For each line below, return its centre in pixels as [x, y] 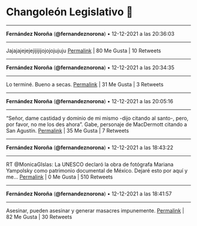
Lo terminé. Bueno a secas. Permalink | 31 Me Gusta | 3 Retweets [85, 84]
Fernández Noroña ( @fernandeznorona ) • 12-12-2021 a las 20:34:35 [90, 68]
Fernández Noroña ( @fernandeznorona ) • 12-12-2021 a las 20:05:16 [90, 101]
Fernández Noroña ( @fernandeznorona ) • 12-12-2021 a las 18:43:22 [90, 147]
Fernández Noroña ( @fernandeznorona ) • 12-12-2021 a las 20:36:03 [90, 33]
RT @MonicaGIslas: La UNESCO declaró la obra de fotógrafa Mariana [90, 164]
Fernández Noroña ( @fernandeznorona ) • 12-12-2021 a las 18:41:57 [89, 194]
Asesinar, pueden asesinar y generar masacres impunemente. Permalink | [95, 210]
